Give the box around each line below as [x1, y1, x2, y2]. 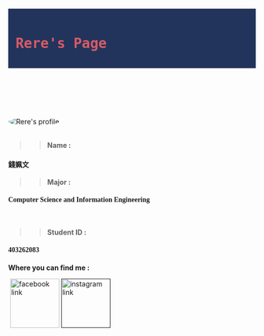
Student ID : [46, 227, 86, 237]
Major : [46, 178, 71, 187]
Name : [46, 140, 71, 150]
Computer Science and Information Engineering [8, 195, 151, 204]
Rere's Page [15, 35, 108, 52]
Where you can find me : [8, 263, 90, 272]
